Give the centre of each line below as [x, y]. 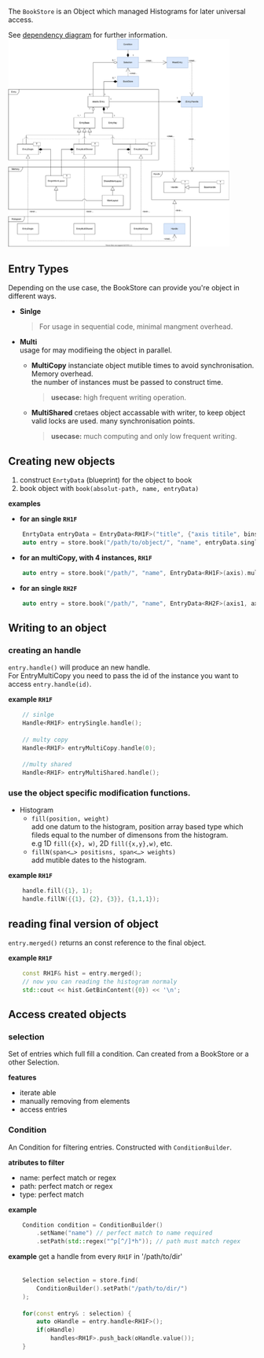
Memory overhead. [62, 374]
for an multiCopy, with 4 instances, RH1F [86, 557]
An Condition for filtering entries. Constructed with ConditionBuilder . [120, 1147]
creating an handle [45, 650]
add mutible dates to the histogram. [89, 860]
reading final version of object [83, 924]
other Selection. [34, 1062]
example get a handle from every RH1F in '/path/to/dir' [95, 1257]
